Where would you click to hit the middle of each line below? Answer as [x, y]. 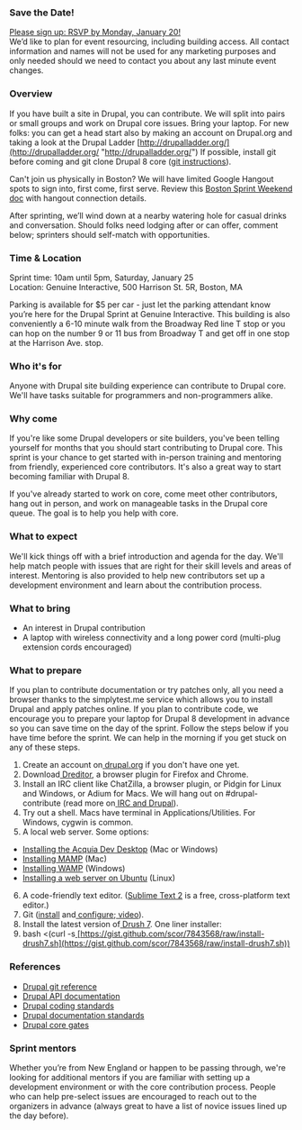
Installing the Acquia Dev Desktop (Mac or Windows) [120, 850]
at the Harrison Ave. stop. [57, 342]
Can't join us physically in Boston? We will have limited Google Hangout [142, 178]
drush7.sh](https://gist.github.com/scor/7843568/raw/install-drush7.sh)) [156, 943]
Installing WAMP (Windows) [74, 869]
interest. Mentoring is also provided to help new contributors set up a [137, 575]
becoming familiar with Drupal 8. [70, 477]
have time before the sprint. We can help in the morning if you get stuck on [148, 738]
